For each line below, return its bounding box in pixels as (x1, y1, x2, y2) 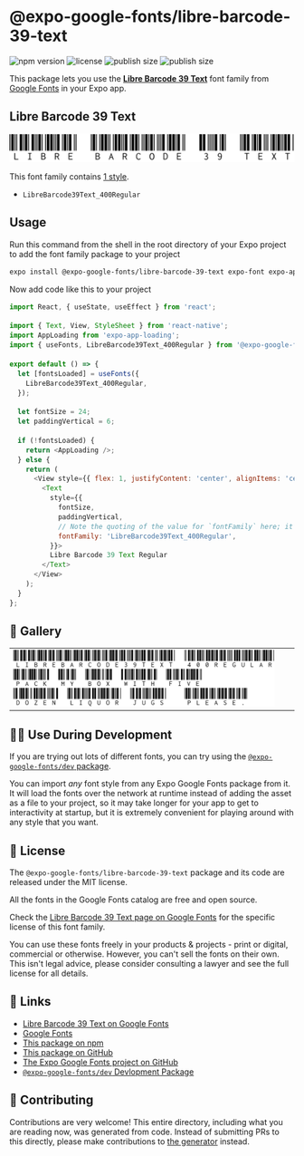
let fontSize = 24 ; (17, 408, 91, 417)
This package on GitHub (22, 1046, 113, 1057)
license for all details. (9, 968, 89, 978)
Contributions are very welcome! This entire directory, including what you (9, 1116, 283, 1127)
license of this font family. (9, 921, 106, 932)
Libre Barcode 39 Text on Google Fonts (22, 1017, 169, 1029)
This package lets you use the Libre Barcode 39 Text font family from (9, 72, 270, 83)
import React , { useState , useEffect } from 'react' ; (9, 302, 217, 312)
